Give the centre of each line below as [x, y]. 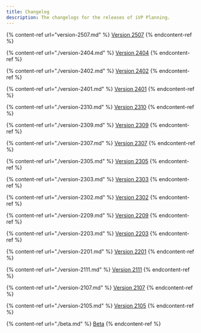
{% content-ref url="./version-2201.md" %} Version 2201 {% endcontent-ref [100, 251]
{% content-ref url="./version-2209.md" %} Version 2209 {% [82, 215]
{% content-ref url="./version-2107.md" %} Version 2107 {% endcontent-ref [100, 287]
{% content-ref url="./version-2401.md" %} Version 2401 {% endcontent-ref [100, 89]
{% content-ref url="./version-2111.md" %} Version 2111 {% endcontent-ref [98, 269]
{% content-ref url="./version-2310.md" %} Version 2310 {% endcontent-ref [100, 107]
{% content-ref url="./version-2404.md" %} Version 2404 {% [82, 52]
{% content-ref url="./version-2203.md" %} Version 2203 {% [82, 233]
